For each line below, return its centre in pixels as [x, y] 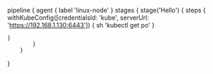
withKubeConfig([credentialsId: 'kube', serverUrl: [78, 18]
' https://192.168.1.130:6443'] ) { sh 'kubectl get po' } [81, 25]
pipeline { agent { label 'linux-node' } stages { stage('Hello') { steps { [106, 10]
